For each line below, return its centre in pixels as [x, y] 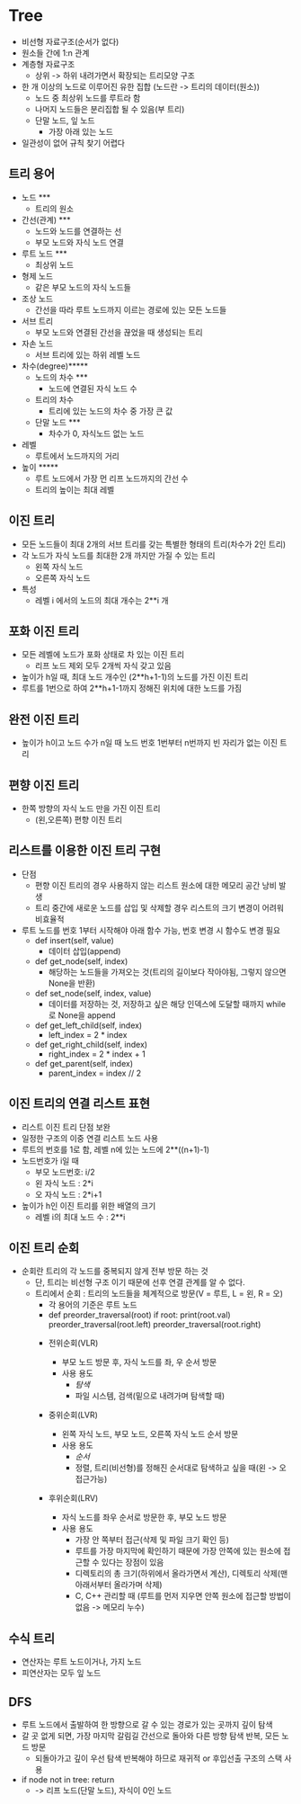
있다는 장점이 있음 [133, 1562]
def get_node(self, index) [81, 961]
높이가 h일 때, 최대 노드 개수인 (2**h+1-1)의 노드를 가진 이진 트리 [135, 677]
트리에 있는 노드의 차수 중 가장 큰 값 [111, 411]
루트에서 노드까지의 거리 [77, 456]
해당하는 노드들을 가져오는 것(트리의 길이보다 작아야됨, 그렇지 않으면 [167, 971]
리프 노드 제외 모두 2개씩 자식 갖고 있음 [103, 665]
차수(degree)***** [55, 366]
